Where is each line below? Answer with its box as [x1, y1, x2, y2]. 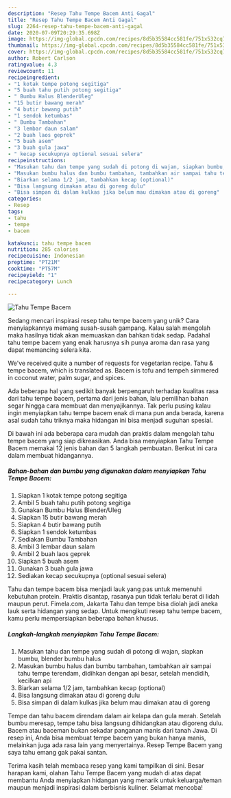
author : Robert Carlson [8, 55, 76, 62]
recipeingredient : [8, 74, 60, 81]
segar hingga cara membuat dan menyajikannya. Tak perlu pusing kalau [8, 401, 211, 410]
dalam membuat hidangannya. [8, 451, 93, 459]
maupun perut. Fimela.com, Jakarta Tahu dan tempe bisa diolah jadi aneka [8, 599, 219, 608]
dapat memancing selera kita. [8, 345, 92, 354]
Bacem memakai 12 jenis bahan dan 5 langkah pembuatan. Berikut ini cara [8, 444, 218, 452]
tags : [8, 208, 23, 215]
